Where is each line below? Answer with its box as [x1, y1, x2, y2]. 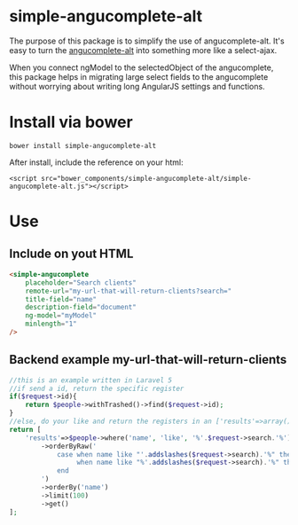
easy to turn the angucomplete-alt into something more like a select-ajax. [9, 44, 278, 55]
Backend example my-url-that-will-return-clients [9, 352, 287, 367]
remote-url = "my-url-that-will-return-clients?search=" [25, 286, 232, 295]
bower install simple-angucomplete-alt [9, 141, 157, 150]
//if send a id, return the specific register [9, 384, 184, 393]
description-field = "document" [25, 303, 137, 312]
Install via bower [9, 113, 133, 132]
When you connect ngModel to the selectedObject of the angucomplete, [9, 62, 274, 73]
